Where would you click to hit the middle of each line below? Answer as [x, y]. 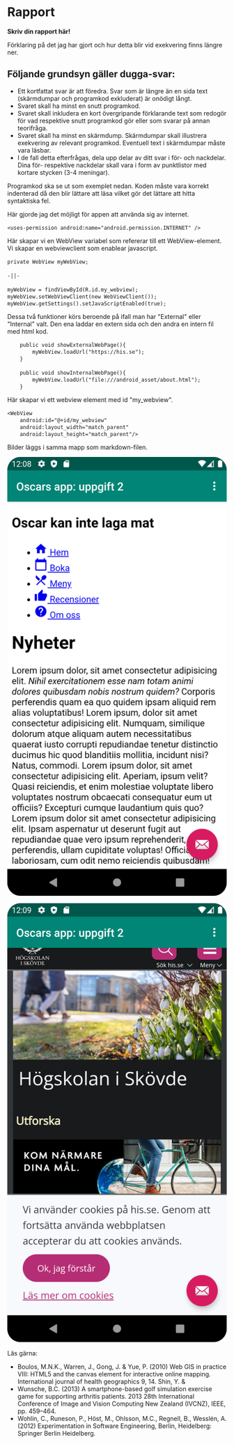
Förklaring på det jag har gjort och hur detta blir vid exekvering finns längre [115, 45]
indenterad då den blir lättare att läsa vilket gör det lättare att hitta [101, 193]
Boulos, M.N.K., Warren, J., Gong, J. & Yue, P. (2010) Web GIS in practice [122, 1367]
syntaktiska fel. [29, 201]
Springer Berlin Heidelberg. [56, 1433]
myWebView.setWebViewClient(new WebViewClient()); [82, 297]
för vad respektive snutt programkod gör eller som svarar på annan [114, 121]
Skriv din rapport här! [39, 31]
